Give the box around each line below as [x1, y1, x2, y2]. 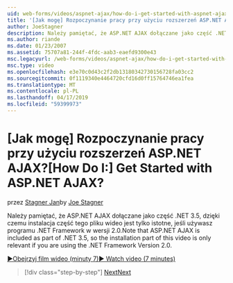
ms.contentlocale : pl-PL [7, 88, 79, 95]
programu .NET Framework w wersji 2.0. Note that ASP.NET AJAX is [7, 226, 200, 234]
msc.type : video [7, 62, 54, 69]
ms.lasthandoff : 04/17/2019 [7, 95, 89, 102]
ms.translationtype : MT [7, 81, 76, 88]
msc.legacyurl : [7, 56, 51, 63]
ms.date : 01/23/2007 [7, 42, 67, 49]
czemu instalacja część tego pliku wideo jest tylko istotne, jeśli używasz [7, 218, 213, 227]
